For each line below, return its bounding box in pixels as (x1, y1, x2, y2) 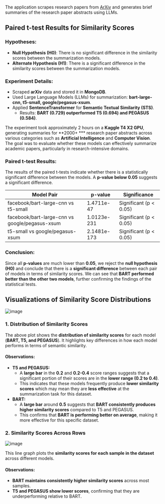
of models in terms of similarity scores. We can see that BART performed (5, 271, 154, 277)
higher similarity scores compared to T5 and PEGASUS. (19, 406, 134, 412)
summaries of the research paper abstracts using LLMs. (5, 9, 119, 15)
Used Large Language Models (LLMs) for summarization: (12, 94, 128, 100)
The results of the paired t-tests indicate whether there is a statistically (5, 169, 148, 175)
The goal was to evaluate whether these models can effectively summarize (5, 140, 157, 146)
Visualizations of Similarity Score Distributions (5, 295, 151, 304)
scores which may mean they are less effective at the (19, 386, 130, 392)
